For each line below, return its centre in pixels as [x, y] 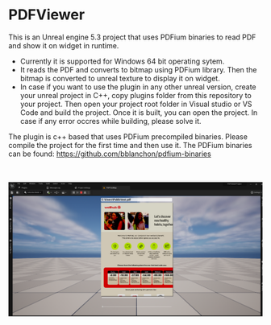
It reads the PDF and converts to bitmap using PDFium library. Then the [138, 69]
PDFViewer [47, 15]
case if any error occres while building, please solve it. [110, 121]
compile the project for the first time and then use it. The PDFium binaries [130, 145]
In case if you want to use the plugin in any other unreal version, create [138, 87]
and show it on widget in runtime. [64, 45]
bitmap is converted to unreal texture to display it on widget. [120, 78]
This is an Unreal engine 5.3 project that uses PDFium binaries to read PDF [132, 37]
